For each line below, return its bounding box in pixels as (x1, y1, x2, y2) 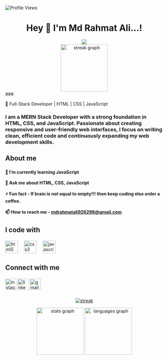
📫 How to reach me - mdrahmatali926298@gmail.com (5, 209, 122, 215)
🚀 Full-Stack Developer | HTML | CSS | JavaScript (5, 101, 108, 107)
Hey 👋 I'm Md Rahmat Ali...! (26, 23, 142, 34)
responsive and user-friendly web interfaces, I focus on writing (5, 126, 162, 133)
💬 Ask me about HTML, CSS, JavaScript (5, 180, 89, 186)
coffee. (5, 198, 21, 204)
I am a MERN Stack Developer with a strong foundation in (5, 113, 147, 120)
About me (5, 154, 37, 163)
